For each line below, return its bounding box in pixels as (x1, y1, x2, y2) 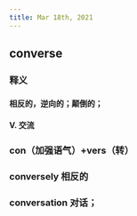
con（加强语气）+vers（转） (9, 144, 134, 156)
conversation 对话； (9, 196, 98, 209)
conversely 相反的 (9, 170, 89, 182)
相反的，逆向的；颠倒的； (9, 98, 103, 108)
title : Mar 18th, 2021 (9, 12, 93, 22)
